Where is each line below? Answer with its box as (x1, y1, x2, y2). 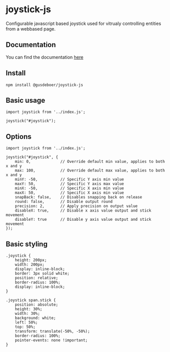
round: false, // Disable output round (15, 199, 113, 204)
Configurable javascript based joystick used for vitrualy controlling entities (6, 20, 161, 26)
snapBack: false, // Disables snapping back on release (15, 195, 143, 200)
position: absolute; (15, 302, 58, 307)
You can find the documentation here (6, 54, 84, 60)
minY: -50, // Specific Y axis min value (15, 177, 124, 182)
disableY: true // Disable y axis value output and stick (15, 217, 152, 222)
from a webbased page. (6, 25, 56, 32)
